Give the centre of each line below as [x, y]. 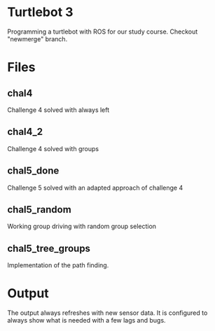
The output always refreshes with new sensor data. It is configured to [107, 313]
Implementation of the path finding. [58, 265]
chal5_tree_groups [49, 248]
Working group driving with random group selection [82, 226]
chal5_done [33, 171]
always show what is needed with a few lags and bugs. [86, 321]
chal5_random [39, 210]
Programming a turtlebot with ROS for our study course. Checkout [103, 31]
